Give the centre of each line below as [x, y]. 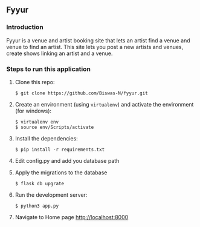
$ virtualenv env [37, 122]
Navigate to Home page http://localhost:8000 [72, 217]
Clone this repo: [35, 82]
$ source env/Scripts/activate [54, 127]
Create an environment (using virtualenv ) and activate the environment [104, 104]
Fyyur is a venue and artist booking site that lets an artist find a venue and [98, 40]
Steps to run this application [48, 69]
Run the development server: [51, 195]
